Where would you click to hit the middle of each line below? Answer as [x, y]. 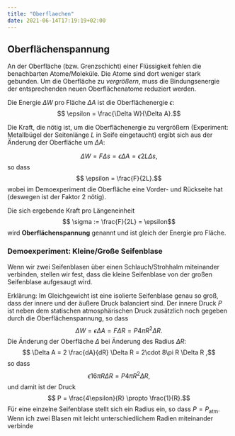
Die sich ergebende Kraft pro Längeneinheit [71, 211]
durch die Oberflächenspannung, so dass [68, 318]
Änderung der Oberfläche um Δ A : [56, 142]
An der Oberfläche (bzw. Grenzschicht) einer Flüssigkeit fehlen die [104, 66]
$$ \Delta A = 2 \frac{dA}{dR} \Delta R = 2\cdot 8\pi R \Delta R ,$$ [119, 352]
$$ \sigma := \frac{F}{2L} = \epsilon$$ [119, 222]
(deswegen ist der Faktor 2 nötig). [57, 197]
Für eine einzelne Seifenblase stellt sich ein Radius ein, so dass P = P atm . [114, 410]
